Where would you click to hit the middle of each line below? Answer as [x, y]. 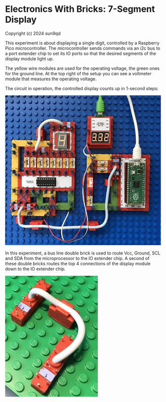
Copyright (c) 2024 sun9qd [33, 33]
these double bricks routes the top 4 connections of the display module [78, 264]
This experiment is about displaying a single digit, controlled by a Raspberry [82, 43]
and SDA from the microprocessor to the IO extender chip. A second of [77, 258]
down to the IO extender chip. [35, 269]
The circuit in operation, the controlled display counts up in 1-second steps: [82, 88]
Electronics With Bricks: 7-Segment [80, 9]
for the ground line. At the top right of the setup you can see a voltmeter [78, 73]
